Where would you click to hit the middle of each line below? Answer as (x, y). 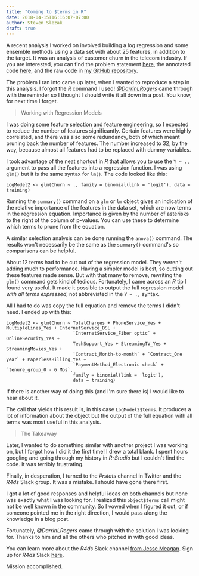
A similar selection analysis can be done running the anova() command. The (99, 238)
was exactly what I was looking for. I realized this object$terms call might (96, 500)
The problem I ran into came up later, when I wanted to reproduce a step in (98, 82)
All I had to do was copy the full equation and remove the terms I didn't (93, 306)
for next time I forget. (32, 101)
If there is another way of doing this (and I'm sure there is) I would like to (95, 392)
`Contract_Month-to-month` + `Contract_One (128, 355)
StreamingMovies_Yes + (34, 349)
